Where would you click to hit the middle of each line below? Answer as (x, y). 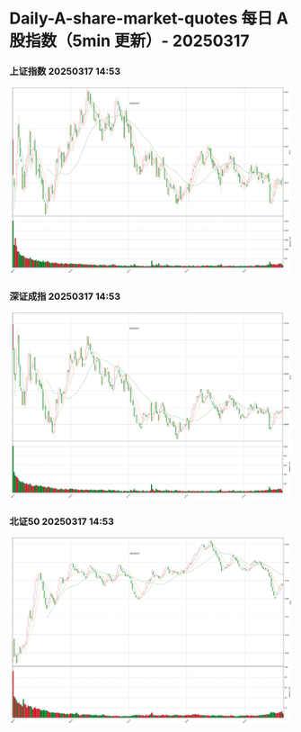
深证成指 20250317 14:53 (65, 296)
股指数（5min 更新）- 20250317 (129, 41)
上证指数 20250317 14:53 (65, 71)
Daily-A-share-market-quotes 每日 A (149, 18)
